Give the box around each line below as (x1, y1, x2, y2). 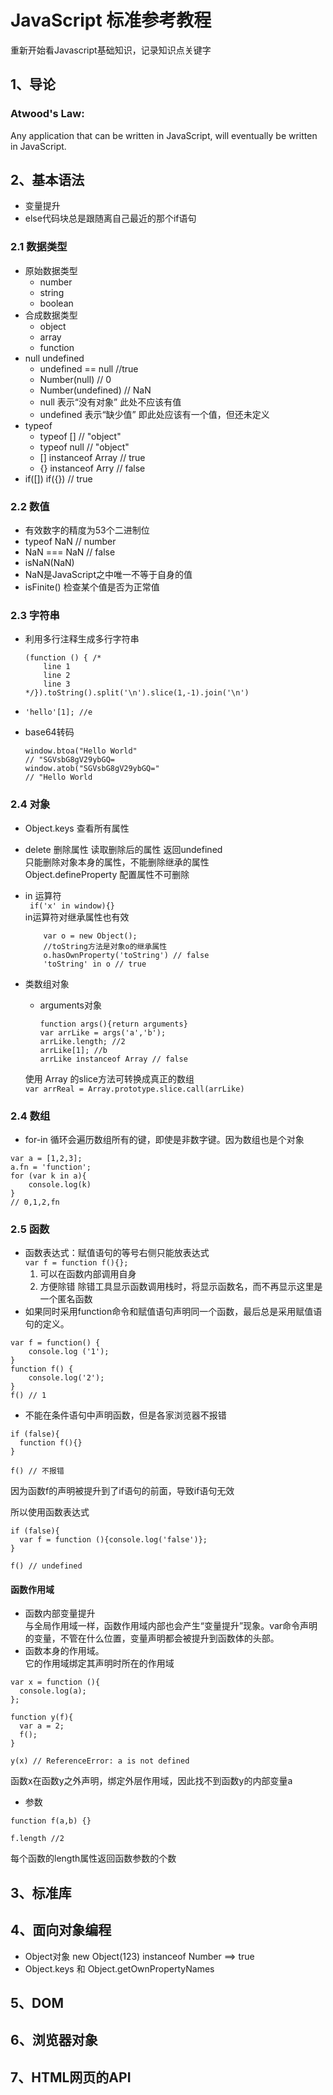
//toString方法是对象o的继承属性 (43, 941, 168, 951)
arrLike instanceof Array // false (39, 1054, 188, 1064)
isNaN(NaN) (24, 557, 75, 569)
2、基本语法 (10, 172, 85, 189)
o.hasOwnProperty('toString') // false (43, 950, 210, 960)
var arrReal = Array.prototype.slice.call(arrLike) (24, 1084, 245, 1094)
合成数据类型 (24, 309, 78, 321)
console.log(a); (19, 1686, 87, 1696)
